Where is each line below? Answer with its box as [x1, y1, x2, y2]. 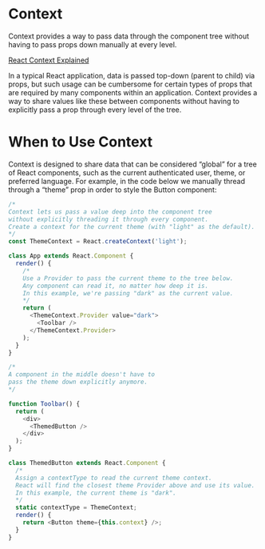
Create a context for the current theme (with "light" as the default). [8, 222, 255, 230]
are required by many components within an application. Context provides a [8, 87, 258, 97]
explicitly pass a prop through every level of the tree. [8, 105, 182, 114]
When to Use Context [8, 133, 153, 151]
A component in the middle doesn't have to [8, 371, 156, 379]
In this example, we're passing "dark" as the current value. [22, 289, 234, 297]
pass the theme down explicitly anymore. [8, 378, 148, 387]
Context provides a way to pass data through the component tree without [8, 31, 250, 41]
